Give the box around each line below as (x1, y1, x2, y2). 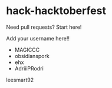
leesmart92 (6, 76, 34, 83)
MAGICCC (14, 46, 40, 53)
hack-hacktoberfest (6, 4, 106, 18)
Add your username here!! (6, 35, 70, 42)
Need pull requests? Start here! (6, 23, 82, 31)
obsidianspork (14, 52, 50, 59)
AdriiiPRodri (14, 65, 44, 72)
